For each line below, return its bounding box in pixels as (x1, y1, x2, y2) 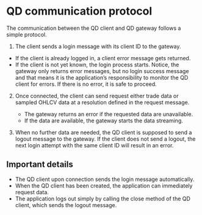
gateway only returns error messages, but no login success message (15, 67, 189, 74)
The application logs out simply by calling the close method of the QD (15, 195, 191, 202)
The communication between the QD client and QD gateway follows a (6, 24, 181, 32)
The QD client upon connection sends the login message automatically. (15, 175, 195, 183)
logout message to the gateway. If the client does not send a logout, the (15, 135, 196, 143)
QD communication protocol (6, 4, 153, 18)
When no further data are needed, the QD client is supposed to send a (15, 129, 192, 136)
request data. (15, 188, 49, 196)
